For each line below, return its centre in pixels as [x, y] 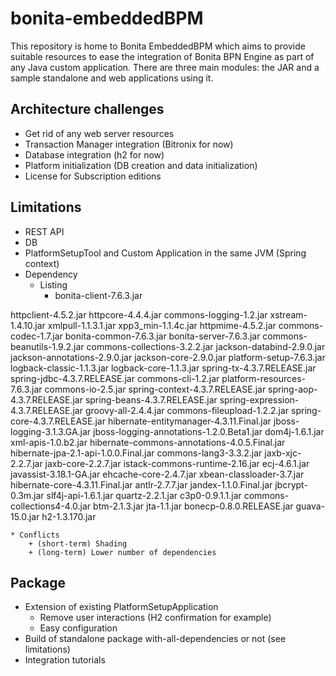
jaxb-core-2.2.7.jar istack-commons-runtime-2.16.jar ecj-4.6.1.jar [177, 463]
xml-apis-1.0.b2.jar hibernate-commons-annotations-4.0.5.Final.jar [148, 442]
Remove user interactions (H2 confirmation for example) [155, 618]
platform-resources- [264, 378]
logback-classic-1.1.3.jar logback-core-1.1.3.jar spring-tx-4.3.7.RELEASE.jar [163, 368]
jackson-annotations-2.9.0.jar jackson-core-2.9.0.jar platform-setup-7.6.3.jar [168, 357]
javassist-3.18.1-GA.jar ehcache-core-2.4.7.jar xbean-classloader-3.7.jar [157, 474]
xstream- [288, 314]
